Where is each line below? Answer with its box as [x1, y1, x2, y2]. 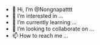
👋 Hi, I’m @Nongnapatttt [12, 6, 73, 13]
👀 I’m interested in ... [12, 12, 64, 19]
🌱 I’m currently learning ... [12, 19, 77, 26]
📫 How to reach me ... [12, 32, 68, 39]
